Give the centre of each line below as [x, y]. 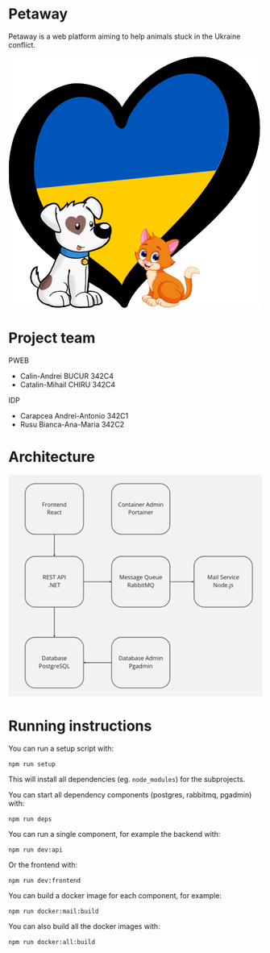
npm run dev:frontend [45, 880]
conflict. [22, 44]
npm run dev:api [35, 850]
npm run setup [32, 764]
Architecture [52, 457]
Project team [52, 338]
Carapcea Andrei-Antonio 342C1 [74, 415]
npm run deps [30, 819]
